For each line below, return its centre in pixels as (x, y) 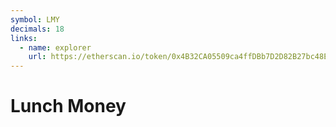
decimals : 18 (37, 29)
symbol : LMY (35, 19)
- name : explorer (55, 47)
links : (24, 38)
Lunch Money (68, 106)
